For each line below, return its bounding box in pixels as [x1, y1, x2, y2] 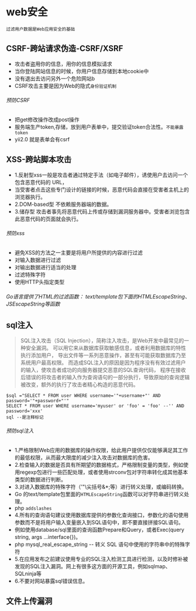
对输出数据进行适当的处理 [14, 263, 77, 270]
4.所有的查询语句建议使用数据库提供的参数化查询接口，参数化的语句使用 [14, 511, 189, 518]
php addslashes [14, 504, 52, 511]
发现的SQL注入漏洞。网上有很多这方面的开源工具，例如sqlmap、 [14, 562, 171, 569]
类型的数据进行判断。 [14, 476, 66, 483]
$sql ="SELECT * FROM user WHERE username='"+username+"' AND [6, 392, 161, 399]
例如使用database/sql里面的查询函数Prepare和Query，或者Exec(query [14, 526, 184, 533]
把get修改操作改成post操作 [14, 116, 80, 123]
